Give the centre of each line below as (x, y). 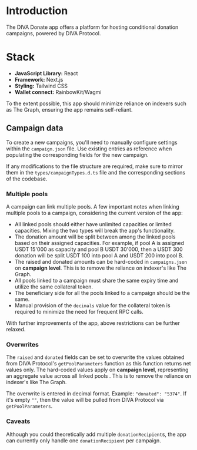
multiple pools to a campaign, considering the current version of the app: (95, 213)
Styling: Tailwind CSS (41, 86)
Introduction (37, 11)
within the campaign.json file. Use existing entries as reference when (89, 149)
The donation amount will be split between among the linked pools (95, 237)
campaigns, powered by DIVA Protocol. (54, 33)
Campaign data (35, 128)
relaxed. (16, 329)
